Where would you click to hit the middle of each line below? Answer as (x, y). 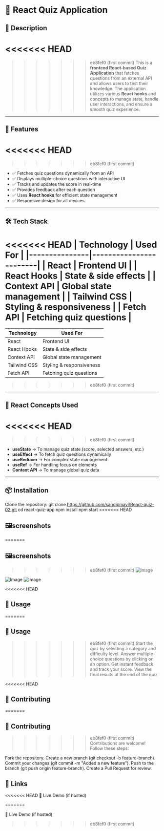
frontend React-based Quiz (118, 67)
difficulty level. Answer (113, 654)
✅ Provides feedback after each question (53, 190)
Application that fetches (115, 73)
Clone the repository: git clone (36, 505)
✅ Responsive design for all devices (48, 200)
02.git (11, 510)
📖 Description (26, 28)
